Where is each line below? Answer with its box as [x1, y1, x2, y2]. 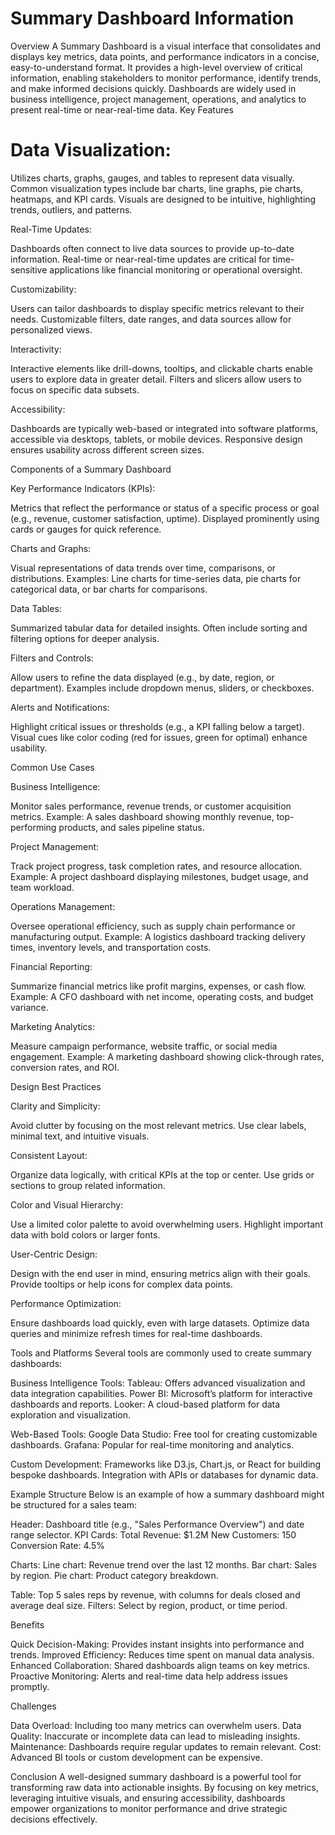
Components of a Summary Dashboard [10, 463, 172, 475]
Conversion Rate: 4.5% [10, 1539, 105, 1551]
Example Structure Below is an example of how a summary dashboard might [10, 1488, 325, 1500]
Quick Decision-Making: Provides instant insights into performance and [10, 1638, 305, 1650]
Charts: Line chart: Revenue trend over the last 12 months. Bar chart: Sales [10, 1558, 317, 1571]
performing [10, 821, 57, 833]
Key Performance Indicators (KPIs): [10, 482, 156, 494]
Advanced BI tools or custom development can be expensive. [10, 1751, 263, 1763]
